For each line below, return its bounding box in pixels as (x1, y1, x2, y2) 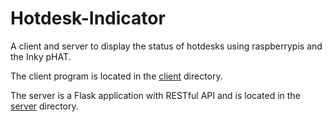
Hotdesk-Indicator (10, 7, 166, 30)
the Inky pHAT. (10, 50, 72, 62)
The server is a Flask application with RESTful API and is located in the (10, 89, 301, 101)
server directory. (10, 100, 79, 112)
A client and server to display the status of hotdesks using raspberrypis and (10, 40, 323, 52)
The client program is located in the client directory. (10, 70, 223, 82)
